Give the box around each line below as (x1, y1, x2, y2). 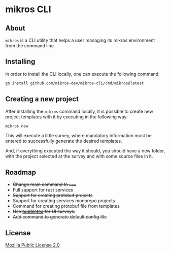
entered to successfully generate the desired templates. (5, 138, 123, 144)
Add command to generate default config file (12, 214, 107, 220)
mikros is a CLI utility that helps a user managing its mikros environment (5, 37, 155, 43)
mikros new (5, 123, 28, 129)
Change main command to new (12, 181, 76, 187)
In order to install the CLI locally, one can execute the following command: (5, 71, 160, 77)
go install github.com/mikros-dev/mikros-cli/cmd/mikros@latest (5, 80, 144, 86)
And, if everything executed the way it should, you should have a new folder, (5, 148, 165, 154)
